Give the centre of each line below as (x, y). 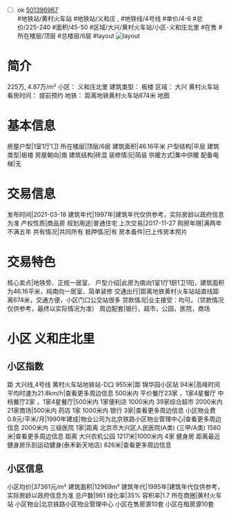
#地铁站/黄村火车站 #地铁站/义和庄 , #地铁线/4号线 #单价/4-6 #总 (110, 19)
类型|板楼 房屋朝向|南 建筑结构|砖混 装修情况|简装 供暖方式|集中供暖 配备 (110, 155)
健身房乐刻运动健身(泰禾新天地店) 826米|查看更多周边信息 (89, 445)
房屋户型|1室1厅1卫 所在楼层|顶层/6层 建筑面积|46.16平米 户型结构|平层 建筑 (113, 146)
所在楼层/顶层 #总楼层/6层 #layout (66, 36)
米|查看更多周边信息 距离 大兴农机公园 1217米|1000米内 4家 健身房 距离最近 (114, 436)
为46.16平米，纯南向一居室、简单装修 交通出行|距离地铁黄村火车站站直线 (110, 291)
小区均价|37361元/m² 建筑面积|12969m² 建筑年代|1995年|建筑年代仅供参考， (115, 487)
